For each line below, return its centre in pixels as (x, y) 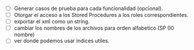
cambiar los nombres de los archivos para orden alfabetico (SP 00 (94, 28)
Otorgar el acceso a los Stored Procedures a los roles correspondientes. (101, 15)
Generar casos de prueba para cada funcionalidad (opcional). (89, 8)
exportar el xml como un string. (52, 22)
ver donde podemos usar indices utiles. (62, 41)
